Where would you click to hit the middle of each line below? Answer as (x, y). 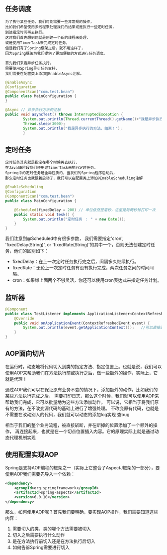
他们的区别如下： (31, 251)
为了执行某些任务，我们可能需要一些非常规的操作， (50, 21)
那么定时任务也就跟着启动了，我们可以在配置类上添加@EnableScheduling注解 (74, 178)
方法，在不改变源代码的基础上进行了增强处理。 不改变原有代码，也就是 (86, 408)
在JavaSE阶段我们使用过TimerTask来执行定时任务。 (51, 168)
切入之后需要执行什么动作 (39, 535)
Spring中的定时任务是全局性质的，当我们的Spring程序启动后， (61, 173)
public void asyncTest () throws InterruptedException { (64, 114)
